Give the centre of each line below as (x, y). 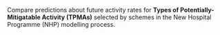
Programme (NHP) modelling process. (61, 24)
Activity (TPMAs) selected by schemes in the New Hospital (127, 17)
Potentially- (198, 10)
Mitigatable (24, 17)
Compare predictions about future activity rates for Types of (93, 10)
